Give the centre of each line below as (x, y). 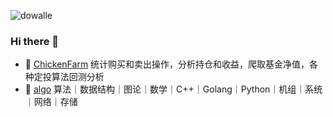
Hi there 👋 (35, 41)
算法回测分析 (78, 77)
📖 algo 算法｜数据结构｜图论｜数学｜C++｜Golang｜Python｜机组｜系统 (173, 89)
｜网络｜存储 (51, 102)
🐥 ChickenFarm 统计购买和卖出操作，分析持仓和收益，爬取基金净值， (167, 64)
